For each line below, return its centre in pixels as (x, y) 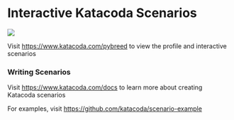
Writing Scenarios (39, 72)
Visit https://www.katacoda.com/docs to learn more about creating (105, 87)
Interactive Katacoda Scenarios (102, 13)
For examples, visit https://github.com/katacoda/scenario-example (105, 109)
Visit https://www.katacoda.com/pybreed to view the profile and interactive (117, 46)
